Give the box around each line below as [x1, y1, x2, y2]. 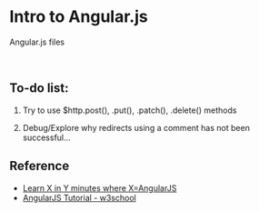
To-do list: [9, 80, 70, 96]
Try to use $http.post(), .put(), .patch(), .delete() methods [22, 105, 237, 116]
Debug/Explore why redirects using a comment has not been [22, 122, 250, 133]
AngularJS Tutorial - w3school [22, 192, 136, 203]
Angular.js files [9, 36, 65, 47]
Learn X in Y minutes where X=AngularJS [22, 182, 177, 193]
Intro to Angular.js [9, 6, 148, 27]
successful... [22, 132, 71, 143]
